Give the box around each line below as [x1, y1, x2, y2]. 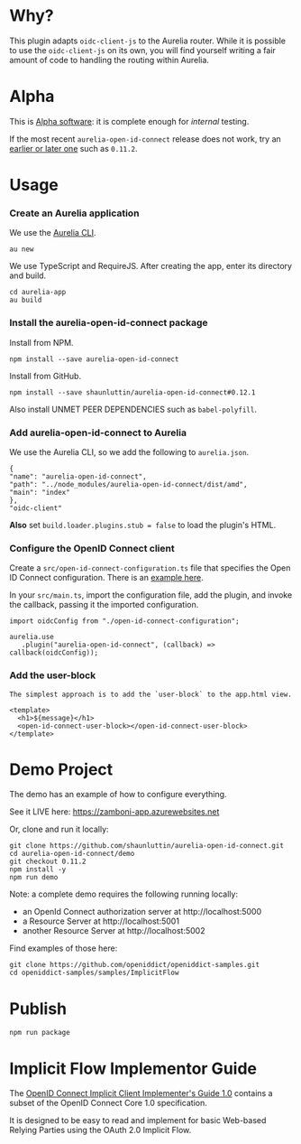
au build [9, 295, 42, 305]
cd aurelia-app [9, 288, 67, 297]
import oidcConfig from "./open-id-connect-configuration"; [9, 617, 241, 626]
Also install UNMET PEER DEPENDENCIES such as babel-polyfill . [9, 404, 257, 414]
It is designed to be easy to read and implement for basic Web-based [9, 1115, 267, 1126]
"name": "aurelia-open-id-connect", [9, 471, 147, 481]
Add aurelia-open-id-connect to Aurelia [9, 426, 187, 439]
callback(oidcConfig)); [9, 648, 99, 657]
